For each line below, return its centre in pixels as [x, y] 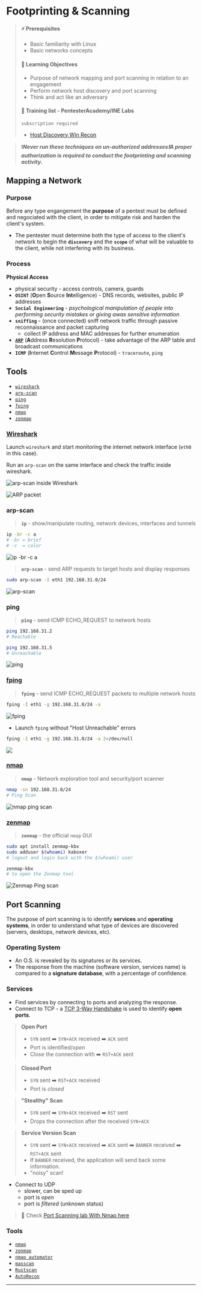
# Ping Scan [21, 795]
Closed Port [36, 1068]
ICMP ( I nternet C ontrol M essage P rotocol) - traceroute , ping [89, 352]
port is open [39, 1197]
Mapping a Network [44, 181]
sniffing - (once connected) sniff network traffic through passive [96, 320]
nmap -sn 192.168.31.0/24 [38, 789]
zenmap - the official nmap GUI [56, 835]
